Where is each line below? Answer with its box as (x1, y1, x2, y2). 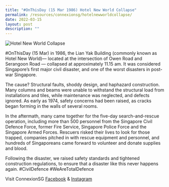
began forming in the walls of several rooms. (5, 103, 99, 109)
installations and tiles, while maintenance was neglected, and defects (5, 92, 150, 99)
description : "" (5, 26, 39, 32)
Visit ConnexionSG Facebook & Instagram (5, 176, 93, 182)
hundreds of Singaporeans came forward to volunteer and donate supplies (5, 140, 161, 146)
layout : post (5, 21, 33, 27)
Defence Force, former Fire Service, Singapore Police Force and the (5, 124, 147, 130)
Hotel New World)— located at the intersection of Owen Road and (5, 55, 143, 61)
